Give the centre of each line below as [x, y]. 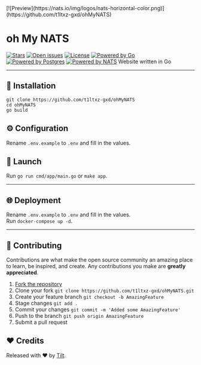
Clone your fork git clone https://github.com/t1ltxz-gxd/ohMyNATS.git [104, 290]
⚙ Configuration [37, 129]
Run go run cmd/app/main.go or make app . [57, 176]
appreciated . [22, 272]
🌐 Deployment [33, 200]
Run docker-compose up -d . [39, 221]
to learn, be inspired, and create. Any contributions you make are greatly [96, 266]
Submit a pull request [41, 322]
